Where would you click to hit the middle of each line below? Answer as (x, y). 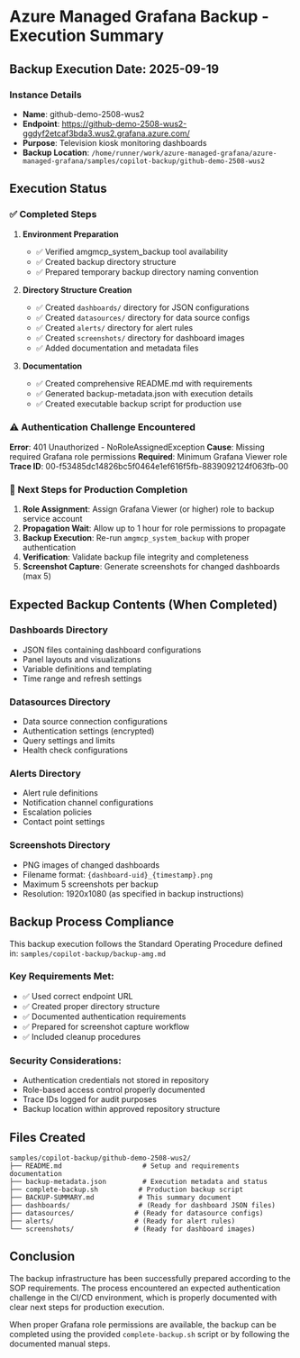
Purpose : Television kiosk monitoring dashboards (114, 142)
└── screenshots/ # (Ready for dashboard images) (132, 1229)
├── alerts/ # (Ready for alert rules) (123, 1221)
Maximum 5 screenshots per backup (91, 884)
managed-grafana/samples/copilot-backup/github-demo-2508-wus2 (144, 161)
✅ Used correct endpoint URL (77, 996)
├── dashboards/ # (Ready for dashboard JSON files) (143, 1205)
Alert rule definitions (60, 793)
